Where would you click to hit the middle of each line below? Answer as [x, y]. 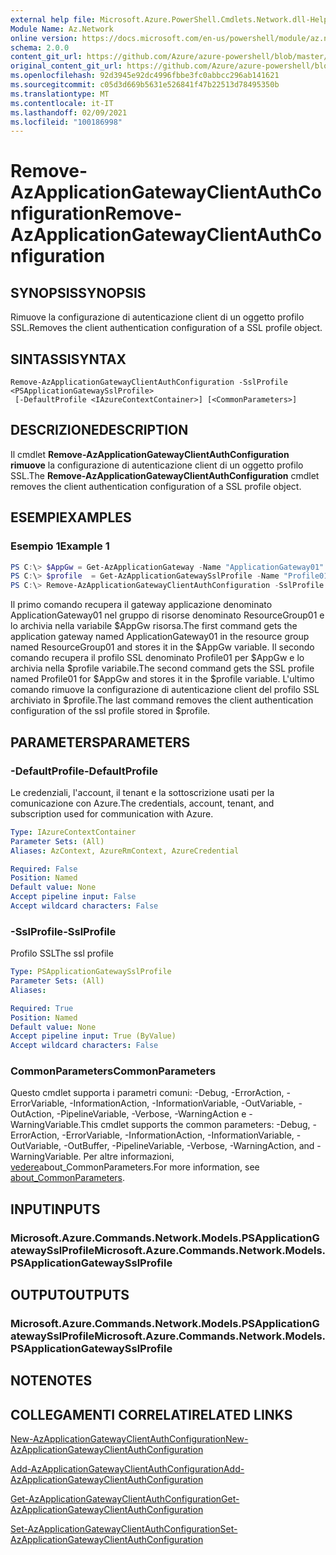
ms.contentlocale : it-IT [62, 103]
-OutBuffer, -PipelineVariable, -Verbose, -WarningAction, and [189, 1146]
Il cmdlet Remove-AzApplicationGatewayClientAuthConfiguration [150, 454]
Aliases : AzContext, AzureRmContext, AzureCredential [125, 851]
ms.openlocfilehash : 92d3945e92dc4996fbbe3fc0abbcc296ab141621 [145, 76]
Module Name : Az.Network [62, 29]
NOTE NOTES [51, 1381]
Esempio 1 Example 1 [60, 546]
